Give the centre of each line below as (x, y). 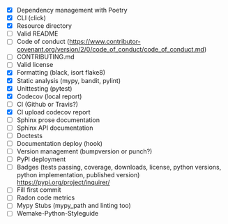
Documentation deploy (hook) (59, 143)
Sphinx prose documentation (58, 120)
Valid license (35, 65)
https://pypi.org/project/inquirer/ (63, 182)
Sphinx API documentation (55, 128)
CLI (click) (31, 18)
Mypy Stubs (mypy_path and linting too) (74, 206)
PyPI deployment (41, 159)
